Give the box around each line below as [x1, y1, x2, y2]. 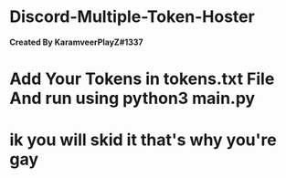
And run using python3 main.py [9, 89, 256, 109]
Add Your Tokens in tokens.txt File [9, 68, 275, 89]
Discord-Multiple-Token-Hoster [9, 6, 256, 27]
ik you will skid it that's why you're [9, 130, 277, 151]
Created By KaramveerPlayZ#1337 [9, 37, 143, 47]
